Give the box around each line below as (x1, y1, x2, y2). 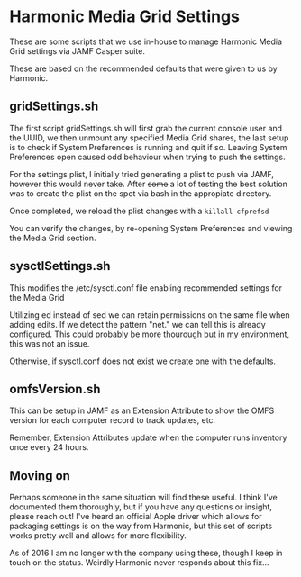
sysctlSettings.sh (9, 258, 111, 274)
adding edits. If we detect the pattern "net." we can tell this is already (9, 319, 266, 329)
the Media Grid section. (9, 232, 96, 243)
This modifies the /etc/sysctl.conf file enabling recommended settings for (9, 282, 282, 293)
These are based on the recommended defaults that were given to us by (9, 63, 278, 74)
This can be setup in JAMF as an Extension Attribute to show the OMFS (9, 405, 275, 416)
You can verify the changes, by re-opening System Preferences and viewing (9, 222, 293, 233)
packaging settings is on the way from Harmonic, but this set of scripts (9, 520, 273, 532)
